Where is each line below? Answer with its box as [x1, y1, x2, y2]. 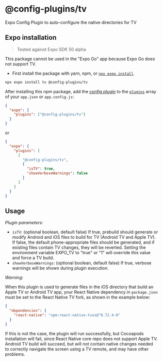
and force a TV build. [12, 255, 54, 261]
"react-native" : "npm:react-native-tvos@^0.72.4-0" [14, 313, 120, 317]
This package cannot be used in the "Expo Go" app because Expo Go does [5, 56, 155, 62]
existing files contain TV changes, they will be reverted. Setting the [12, 245, 146, 250]
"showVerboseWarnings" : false [26, 171, 88, 176]
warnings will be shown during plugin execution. [12, 265, 109, 271]
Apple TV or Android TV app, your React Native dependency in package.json [5, 289, 158, 295]
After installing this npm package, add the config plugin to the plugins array [5, 88, 157, 94]
